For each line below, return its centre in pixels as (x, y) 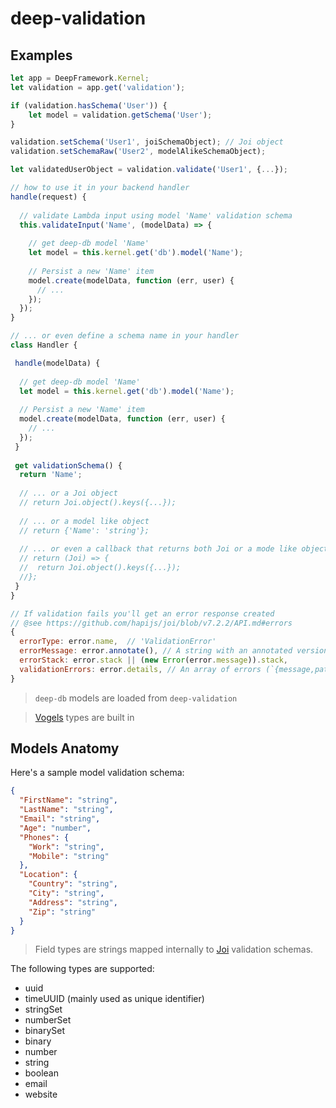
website (41, 1094)
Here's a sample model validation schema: (97, 773)
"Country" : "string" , (73, 884)
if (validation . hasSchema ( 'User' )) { (89, 105)
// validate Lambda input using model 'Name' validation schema (156, 215)
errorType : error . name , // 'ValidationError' (118, 642)
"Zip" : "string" (62, 912)
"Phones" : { (44, 837)
